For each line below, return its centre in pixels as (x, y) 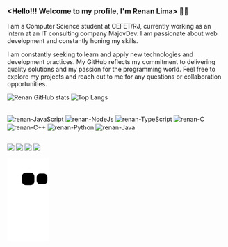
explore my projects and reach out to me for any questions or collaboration (114, 77)
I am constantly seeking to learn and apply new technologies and (100, 54)
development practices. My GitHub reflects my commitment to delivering (111, 62)
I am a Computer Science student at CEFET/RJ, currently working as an (109, 26)
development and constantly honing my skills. (73, 41)
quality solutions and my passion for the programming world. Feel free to (111, 70)
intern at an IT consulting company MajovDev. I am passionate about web (112, 33)
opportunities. (27, 84)
